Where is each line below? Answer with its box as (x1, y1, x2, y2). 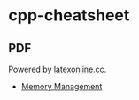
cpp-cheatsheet (8, 5, 130, 26)
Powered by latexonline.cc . (8, 64, 107, 74)
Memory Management (20, 81, 103, 91)
